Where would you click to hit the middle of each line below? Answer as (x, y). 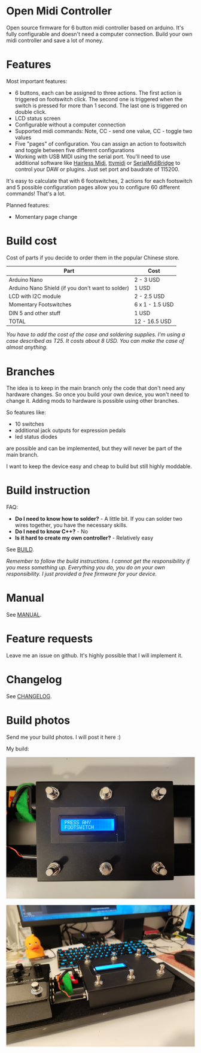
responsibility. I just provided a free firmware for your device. (82, 574)
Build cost (31, 241)
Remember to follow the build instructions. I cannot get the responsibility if (98, 561)
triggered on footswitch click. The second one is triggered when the (99, 99)
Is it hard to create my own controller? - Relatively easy (84, 538)
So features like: (26, 412)
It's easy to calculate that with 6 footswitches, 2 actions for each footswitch (99, 180)
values (23, 137)
